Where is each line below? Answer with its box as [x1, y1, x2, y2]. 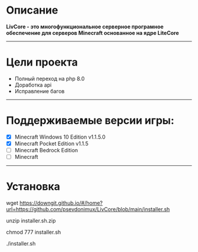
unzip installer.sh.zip [6, 217, 56, 224]
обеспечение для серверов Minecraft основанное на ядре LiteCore [6, 29, 179, 36]
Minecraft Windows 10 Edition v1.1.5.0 [14, 133, 106, 140]
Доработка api [14, 81, 52, 89]
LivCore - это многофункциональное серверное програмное [6, 23, 164, 30]
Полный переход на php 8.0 [14, 75, 85, 82]
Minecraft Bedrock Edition [14, 146, 78, 153]
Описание [6, 4, 58, 17]
